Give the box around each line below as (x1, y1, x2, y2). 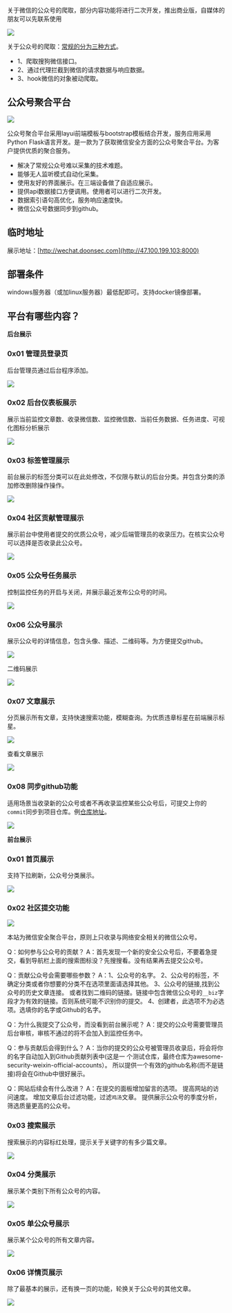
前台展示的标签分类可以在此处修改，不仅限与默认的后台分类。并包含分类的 (7, 472, 219, 481)
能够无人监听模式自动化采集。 (17, 169, 102, 178)
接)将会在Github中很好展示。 (7, 1069, 89, 1078)
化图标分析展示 (7, 423, 50, 432)
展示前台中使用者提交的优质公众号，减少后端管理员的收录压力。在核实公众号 (7, 530, 225, 538)
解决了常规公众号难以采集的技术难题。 (17, 161, 126, 169)
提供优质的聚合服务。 (12, 146, 74, 154)
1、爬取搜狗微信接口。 (17, 57, 81, 65)
